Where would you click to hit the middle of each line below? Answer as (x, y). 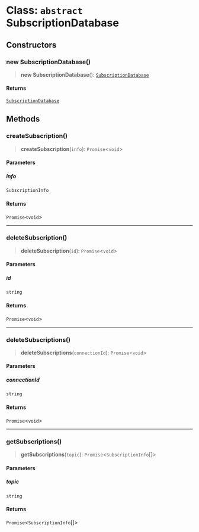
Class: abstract (44, 10)
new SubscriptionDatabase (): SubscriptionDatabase (85, 74)
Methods (23, 119)
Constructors (31, 45)
